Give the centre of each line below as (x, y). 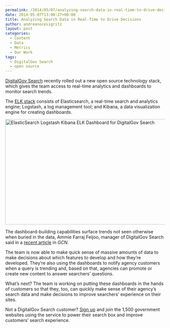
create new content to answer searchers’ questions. (59, 274)
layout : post (19, 29)
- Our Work (21, 52)
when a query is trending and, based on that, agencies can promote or (79, 268)
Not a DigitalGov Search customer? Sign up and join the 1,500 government (83, 310)
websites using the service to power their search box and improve (74, 315)
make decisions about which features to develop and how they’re (73, 258)
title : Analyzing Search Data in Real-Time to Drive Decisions (73, 19)
